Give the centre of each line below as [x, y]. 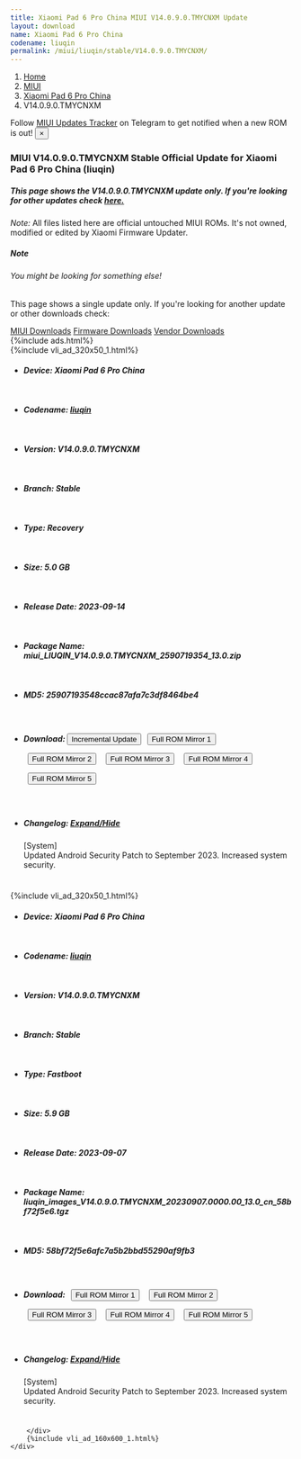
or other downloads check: [60, 313]
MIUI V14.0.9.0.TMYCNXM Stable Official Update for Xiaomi [144, 158]
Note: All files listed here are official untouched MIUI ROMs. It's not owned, [149, 223]
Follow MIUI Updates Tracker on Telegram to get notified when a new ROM [149, 123]
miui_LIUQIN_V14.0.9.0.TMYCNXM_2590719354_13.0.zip [132, 655]
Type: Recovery [53, 528]
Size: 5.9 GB [46, 1113]
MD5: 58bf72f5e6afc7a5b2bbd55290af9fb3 [109, 1250]
